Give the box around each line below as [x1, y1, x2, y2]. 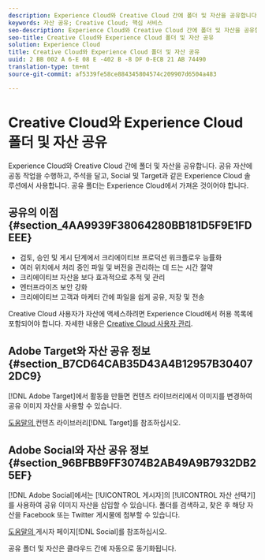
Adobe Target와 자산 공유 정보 [8, 344, 151, 357]
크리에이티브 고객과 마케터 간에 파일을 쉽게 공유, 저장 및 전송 [19, 293, 205, 302]
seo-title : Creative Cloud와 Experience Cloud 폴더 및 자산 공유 [8, 33, 215, 42]
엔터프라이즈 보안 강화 [19, 282, 88, 292]
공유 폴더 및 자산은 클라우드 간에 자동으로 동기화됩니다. [8, 543, 177, 553]
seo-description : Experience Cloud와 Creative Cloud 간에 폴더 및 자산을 [8, 26, 241, 34]
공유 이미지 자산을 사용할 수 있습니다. [8, 401, 122, 411]
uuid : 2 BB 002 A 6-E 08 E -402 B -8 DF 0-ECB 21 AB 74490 [8, 56, 207, 64]
